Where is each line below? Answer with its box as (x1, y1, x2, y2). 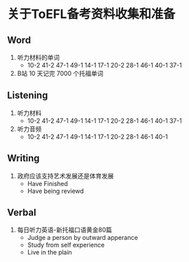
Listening (7, 90, 48, 101)
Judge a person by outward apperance (27, 234, 139, 242)
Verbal (7, 207, 36, 219)
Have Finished (27, 179, 69, 188)
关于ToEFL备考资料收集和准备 (7, 6, 175, 22)
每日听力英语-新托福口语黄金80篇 (16, 225, 112, 234)
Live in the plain (27, 248, 72, 256)
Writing (7, 152, 40, 164)
